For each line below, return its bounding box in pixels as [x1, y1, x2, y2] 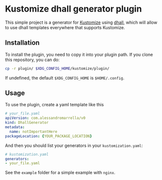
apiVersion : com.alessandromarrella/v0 [5, 115, 86, 121]
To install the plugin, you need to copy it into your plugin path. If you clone [5, 51, 153, 57]
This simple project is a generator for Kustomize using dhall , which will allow [5, 19, 158, 25]
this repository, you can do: [5, 57, 60, 63]
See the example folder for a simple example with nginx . [5, 170, 115, 176]
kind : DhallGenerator [5, 120, 49, 125]
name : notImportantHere [9, 129, 57, 134]
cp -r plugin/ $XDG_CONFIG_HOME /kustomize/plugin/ [5, 66, 110, 71]
